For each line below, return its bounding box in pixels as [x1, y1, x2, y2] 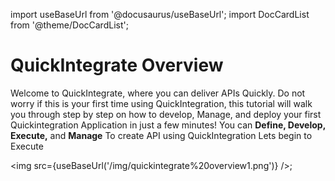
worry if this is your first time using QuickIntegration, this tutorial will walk [10, 97, 313, 109]
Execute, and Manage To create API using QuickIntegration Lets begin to [10, 129, 313, 141]
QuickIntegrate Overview [10, 54, 224, 77]
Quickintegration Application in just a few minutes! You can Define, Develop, [10, 119, 326, 131]
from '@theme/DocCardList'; [10, 19, 129, 31]
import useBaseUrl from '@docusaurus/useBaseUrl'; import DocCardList [10, 9, 310, 20]
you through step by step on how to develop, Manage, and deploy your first [10, 108, 322, 120]
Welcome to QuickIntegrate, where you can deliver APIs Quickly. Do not [10, 87, 306, 99]
